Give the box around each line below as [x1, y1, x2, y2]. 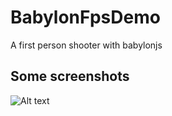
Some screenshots [10, 68, 130, 85]
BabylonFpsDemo [10, 6, 161, 29]
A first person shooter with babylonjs [10, 39, 163, 51]
